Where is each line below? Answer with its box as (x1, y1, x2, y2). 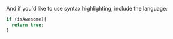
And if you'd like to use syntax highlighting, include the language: (6, 5, 168, 12)
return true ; (11, 22, 44, 28)
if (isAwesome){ (6, 17, 47, 22)
